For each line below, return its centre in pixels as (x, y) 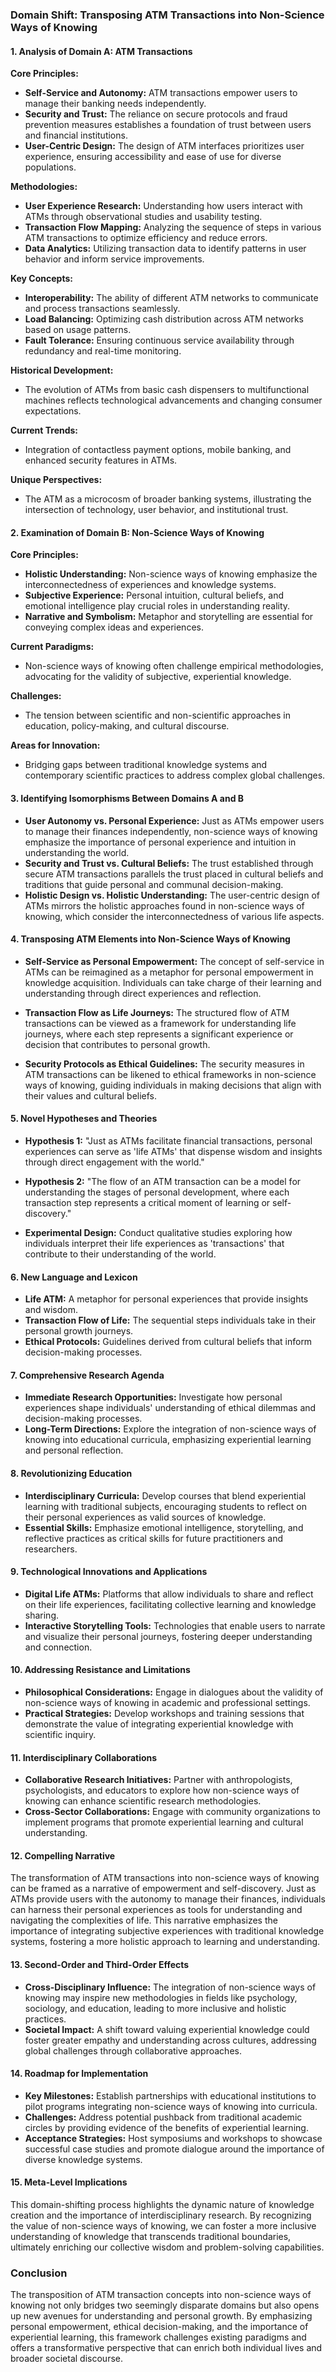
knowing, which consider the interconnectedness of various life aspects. (174, 916)
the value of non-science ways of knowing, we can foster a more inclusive (163, 2225)
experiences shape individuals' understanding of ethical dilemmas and (170, 1408)
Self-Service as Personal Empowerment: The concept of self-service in (174, 961)
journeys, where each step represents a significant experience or (159, 1034)
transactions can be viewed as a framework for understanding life (160, 1023)
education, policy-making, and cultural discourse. (127, 726)
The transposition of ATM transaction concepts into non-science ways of (161, 2295)
